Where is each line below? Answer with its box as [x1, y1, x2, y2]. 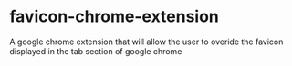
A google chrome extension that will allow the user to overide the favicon [9, 36, 284, 47]
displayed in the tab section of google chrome [9, 45, 182, 56]
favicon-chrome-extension [9, 6, 219, 27]
